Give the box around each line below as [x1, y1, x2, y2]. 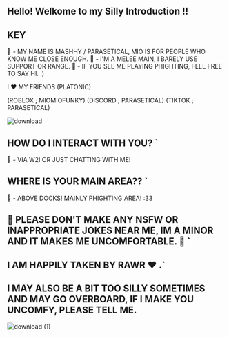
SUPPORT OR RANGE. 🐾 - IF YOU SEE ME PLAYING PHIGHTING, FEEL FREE [7, 62, 223, 71]
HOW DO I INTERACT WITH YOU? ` [7, 137, 159, 149]
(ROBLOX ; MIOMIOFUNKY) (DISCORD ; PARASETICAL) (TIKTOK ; [7, 96, 195, 104]
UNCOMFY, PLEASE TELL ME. [7, 304, 137, 316]
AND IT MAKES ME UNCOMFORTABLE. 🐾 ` [7, 235, 191, 248]
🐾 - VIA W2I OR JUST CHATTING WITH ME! [7, 156, 131, 164]
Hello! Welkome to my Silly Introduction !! [7, 6, 188, 17]
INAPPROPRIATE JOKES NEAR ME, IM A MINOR [7, 225, 214, 237]
